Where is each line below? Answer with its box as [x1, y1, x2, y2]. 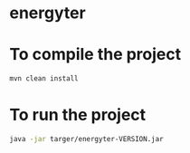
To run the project [9, 105, 147, 125]
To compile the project [9, 44, 182, 65]
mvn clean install [9, 74, 79, 83]
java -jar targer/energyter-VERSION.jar [9, 134, 165, 143]
